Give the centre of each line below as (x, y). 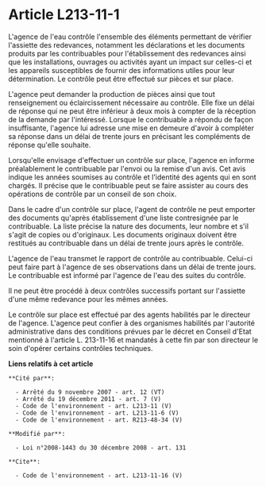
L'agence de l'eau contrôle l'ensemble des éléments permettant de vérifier (130, 37)
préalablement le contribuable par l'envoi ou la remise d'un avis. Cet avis (127, 168)
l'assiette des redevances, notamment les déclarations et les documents (127, 44)
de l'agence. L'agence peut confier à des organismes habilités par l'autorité (132, 322)
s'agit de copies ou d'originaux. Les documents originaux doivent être (122, 234)
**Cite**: (25, 461)
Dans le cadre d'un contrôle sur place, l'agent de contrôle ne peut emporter (132, 209)
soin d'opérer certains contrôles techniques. (81, 348)
